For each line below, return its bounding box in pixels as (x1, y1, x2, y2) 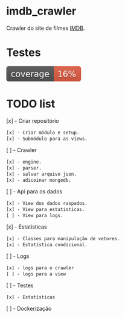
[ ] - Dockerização (6, 305, 52, 312)
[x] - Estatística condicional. (6, 241, 88, 247)
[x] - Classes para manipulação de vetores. (6, 235, 120, 241)
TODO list (6, 97, 56, 111)
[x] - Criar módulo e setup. (6, 130, 80, 136)
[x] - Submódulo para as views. (6, 136, 88, 142)
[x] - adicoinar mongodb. (6, 177, 71, 183)
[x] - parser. (6, 165, 42, 171)
